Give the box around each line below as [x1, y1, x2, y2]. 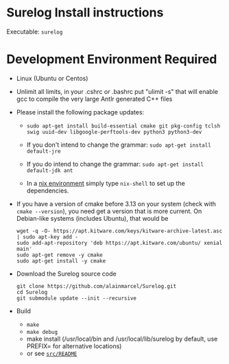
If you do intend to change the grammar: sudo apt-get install [26, 160, 204, 168]
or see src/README [26, 349, 77, 357]
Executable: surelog [6, 27, 63, 36]
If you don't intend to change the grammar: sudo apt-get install [26, 141, 212, 149]
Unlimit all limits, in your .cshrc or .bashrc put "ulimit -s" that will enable [16, 87, 219, 95]
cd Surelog [16, 289, 48, 295]
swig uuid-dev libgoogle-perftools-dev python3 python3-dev [26, 128, 202, 135]
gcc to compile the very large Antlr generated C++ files [16, 95, 173, 103]
